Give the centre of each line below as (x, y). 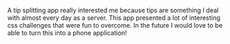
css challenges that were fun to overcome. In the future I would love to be (115, 25)
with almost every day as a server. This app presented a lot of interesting (114, 18)
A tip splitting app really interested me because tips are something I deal (113, 10)
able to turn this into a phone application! (67, 33)
